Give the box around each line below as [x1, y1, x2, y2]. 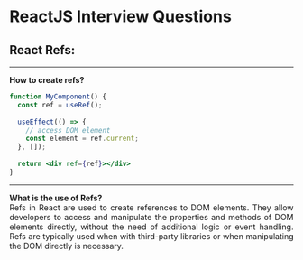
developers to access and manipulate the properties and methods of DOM [9, 211, 294, 222]
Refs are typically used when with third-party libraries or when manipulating [9, 230, 294, 241]
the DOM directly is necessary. [9, 240, 124, 251]
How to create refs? [9, 75, 85, 85]
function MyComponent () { [9, 92, 106, 101]
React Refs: [9, 42, 76, 58]
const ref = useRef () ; [17, 100, 103, 109]
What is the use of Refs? [9, 192, 103, 203]
